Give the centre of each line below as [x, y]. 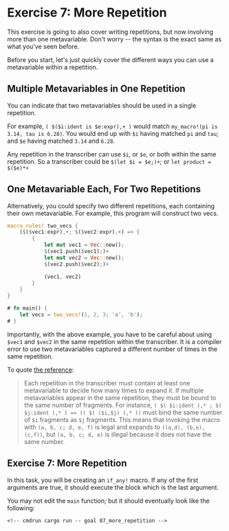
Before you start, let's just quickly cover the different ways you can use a [111, 59]
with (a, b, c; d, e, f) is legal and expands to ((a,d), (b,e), [115, 427]
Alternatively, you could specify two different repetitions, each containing [111, 206]
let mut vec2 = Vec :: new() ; [84, 258]
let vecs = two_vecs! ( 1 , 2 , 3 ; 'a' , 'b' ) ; [81, 315]
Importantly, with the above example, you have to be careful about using [109, 334]
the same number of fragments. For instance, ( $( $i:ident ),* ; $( [123, 405]
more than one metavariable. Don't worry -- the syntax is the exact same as [115, 39]
